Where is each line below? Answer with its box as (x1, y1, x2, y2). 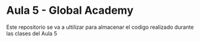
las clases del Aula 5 (6, 29, 57, 37)
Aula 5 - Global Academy (6, 4, 134, 17)
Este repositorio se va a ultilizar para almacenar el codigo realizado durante (6, 23, 195, 31)
